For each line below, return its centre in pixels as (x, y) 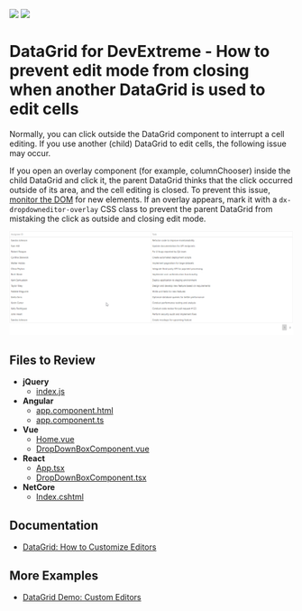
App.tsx (50, 468)
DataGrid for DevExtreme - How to (140, 52)
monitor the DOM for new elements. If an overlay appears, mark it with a (143, 199)
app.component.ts (70, 421)
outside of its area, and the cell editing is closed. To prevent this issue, (140, 190)
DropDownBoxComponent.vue (93, 449)
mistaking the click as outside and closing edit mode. (108, 218)
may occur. (30, 153)
